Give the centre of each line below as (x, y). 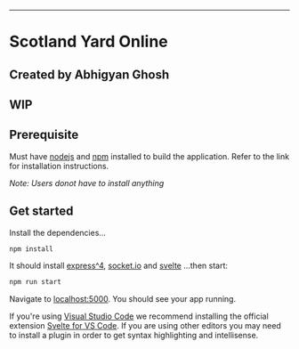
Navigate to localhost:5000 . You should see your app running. (123, 299)
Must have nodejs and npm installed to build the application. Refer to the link (149, 156)
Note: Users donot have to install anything (87, 183)
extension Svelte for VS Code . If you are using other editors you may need (145, 326)
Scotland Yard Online (89, 42)
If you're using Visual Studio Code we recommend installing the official (139, 316)
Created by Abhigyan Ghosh (89, 74)
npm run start (36, 282)
